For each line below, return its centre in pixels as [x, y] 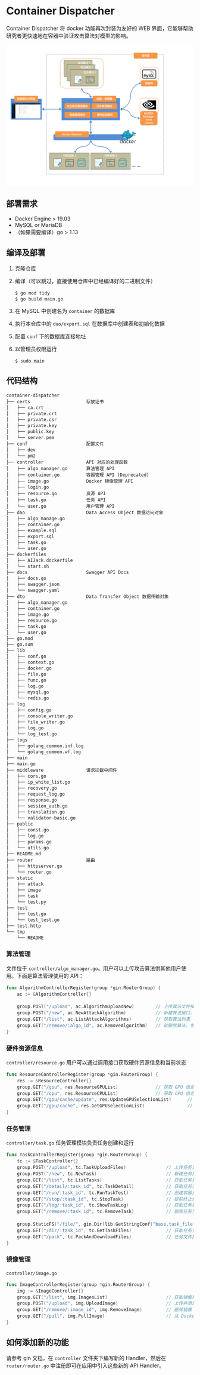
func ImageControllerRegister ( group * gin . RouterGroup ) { [78, 1285]
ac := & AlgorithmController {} [54, 994]
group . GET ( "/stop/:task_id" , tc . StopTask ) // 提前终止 [104, 1199]
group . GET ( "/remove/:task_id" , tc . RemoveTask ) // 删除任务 [104, 1212]
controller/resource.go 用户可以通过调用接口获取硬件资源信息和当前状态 [96, 1062]
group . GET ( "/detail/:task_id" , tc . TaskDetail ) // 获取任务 [104, 1186]
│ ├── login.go [28, 487]
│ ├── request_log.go [36, 794]
